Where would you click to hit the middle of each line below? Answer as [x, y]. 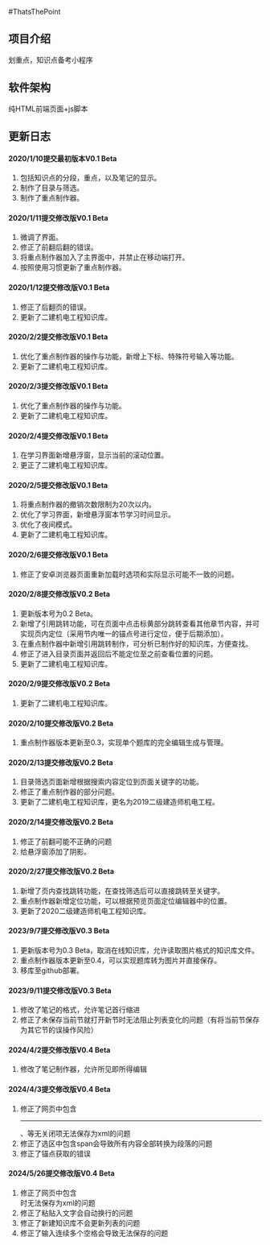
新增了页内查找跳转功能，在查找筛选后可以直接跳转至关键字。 [122, 891]
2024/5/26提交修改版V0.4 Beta [61, 1173]
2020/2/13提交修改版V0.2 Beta [61, 762]
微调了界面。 [41, 238]
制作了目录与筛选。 [52, 188]
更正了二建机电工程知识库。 [66, 465]
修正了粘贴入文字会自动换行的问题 [76, 1213]
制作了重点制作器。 [52, 198]
